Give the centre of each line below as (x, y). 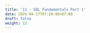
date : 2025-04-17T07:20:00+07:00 (39, 14)
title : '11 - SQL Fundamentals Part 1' (45, 9)
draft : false (18, 18)
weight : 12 (16, 23)
